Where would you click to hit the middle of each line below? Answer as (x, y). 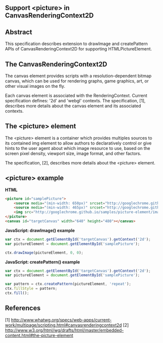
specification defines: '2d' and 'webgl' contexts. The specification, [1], (75, 101)
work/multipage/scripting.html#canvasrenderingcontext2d (64, 325)
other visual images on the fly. (35, 86)
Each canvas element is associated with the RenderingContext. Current (76, 96)
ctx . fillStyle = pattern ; (31, 289)
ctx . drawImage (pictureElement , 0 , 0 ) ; (44, 253)
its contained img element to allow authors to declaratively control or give (78, 143)
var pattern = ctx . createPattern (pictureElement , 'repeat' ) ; (68, 284)
